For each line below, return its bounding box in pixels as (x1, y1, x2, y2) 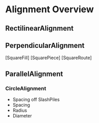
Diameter (12, 113, 32, 119)
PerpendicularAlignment (5, 41, 85, 50)
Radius (12, 107, 27, 113)
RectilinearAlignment (5, 24, 74, 33)
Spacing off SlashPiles (12, 96, 60, 103)
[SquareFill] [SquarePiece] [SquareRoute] (5, 55, 92, 61)
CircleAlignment (5, 85, 47, 92)
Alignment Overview (5, 4, 94, 15)
